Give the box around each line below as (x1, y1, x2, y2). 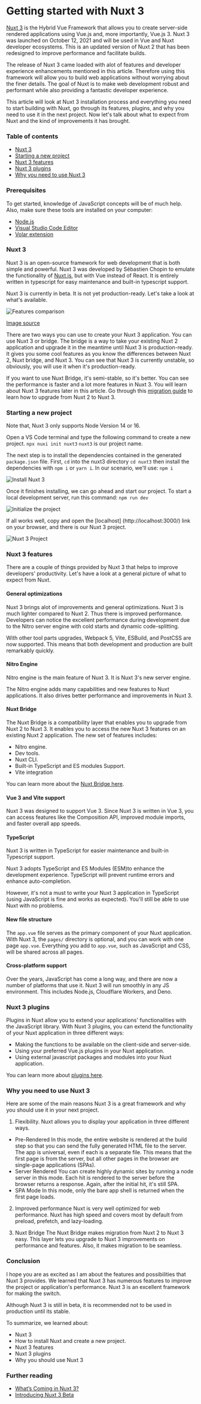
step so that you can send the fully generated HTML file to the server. (14, 1142, 187, 1149)
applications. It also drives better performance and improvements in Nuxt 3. (6, 692, 193, 699)
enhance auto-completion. (6, 877, 72, 885)
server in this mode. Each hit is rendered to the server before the (14, 1174, 175, 1181)
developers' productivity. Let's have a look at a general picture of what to (6, 570, 187, 577)
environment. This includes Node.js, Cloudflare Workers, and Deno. (6, 988, 172, 995)
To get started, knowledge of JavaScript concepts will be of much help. (6, 199, 182, 207)
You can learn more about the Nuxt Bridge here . (6, 780, 124, 788)
